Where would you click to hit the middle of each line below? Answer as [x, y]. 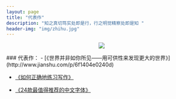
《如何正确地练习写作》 [44, 77]
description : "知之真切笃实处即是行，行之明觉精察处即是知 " [75, 23]
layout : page [23, 12]
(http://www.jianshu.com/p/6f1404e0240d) [60, 65]
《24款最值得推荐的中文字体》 [53, 90]
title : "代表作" [25, 18]
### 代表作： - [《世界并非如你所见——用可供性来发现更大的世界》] [88, 58]
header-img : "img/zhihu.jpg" [43, 29]
